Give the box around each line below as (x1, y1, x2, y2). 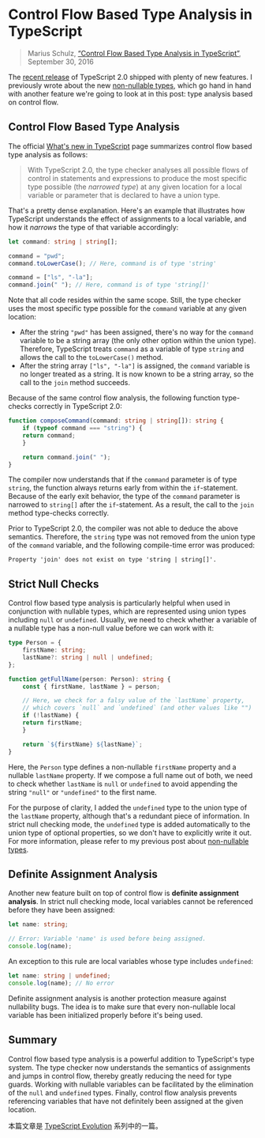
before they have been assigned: (8, 905, 115, 915)
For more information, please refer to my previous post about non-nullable (8, 836, 249, 845)
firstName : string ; (22, 646, 87, 654)
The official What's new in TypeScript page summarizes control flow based (8, 141, 252, 151)
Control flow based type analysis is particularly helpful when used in (8, 599, 231, 608)
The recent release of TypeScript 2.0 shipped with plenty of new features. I (8, 72, 252, 81)
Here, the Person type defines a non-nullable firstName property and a (8, 762, 237, 772)
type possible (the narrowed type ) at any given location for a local (27, 182, 242, 191)
